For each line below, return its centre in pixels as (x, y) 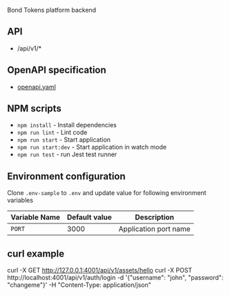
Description (154, 217)
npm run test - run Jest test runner (67, 154)
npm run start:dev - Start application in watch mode (92, 147)
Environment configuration (66, 176)
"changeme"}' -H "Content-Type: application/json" (79, 285)
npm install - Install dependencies (67, 125)
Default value (89, 217)
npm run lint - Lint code (52, 132)
